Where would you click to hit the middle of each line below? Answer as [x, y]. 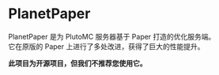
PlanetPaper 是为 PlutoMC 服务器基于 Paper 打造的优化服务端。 [112, 36]
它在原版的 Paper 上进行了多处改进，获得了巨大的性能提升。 [106, 46]
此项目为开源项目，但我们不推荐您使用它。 [77, 63]
